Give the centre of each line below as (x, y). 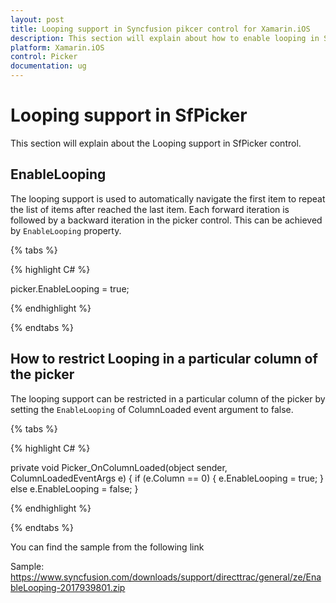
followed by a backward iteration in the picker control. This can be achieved (166, 220)
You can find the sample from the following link (107, 547)
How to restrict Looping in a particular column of (164, 359)
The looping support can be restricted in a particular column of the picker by (168, 398)
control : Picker (44, 57)
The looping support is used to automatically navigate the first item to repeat (168, 198)
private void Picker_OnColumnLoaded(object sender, (119, 467)
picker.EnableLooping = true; (70, 288)
